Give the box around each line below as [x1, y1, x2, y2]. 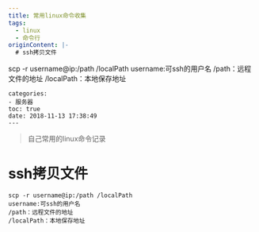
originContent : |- [8, 41, 69, 49]
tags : [8, 19, 26, 27]
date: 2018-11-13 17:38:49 [8, 112, 97, 120]
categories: [8, 90, 48, 98]
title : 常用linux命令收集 [8, 11, 87, 20]
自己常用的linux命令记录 [27, 134, 106, 144]
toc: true [8, 105, 41, 114]
